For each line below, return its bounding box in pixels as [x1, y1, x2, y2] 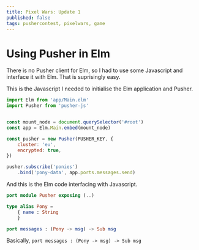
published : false [6, 15, 51, 21]
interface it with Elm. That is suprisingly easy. [6, 73, 121, 81]
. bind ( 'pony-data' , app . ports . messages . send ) [17, 169, 136, 176]
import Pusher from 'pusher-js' [6, 103, 89, 109]
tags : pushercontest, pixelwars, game [6, 20, 105, 26]
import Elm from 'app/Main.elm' [6, 97, 89, 103]
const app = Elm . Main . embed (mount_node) [6, 125, 111, 131]
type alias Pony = [6, 203, 53, 210]
